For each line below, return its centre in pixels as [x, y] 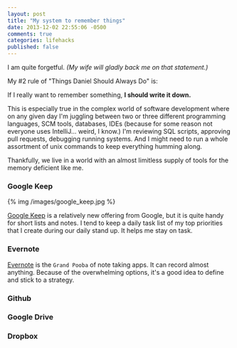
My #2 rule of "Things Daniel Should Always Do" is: [83, 81]
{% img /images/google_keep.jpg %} [62, 202]
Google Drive [30, 317]
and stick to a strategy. [41, 280]
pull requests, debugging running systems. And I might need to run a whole [118, 139]
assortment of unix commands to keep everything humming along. [105, 146]
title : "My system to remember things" [67, 21]
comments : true [30, 34]
